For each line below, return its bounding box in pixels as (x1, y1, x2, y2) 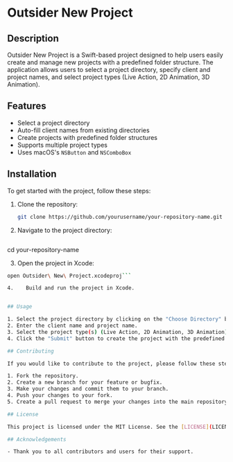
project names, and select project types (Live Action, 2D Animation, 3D (7, 73, 210, 81)
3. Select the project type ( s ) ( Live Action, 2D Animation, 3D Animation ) (7, 328, 228, 335)
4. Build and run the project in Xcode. (7, 285, 135, 292)
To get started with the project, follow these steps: (7, 186, 151, 195)
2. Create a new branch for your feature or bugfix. (7, 379, 163, 386)
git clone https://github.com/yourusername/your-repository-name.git (17, 213, 223, 220)
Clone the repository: (17, 199, 78, 208)
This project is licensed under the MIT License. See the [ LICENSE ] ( (7, 423, 213, 430)
